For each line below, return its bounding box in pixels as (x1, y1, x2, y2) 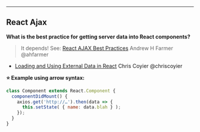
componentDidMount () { (11, 93, 68, 99)
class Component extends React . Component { (6, 88, 116, 94)
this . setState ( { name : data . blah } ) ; (21, 104, 121, 110)
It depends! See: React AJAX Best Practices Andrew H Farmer (20, 44, 174, 51)
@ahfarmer (20, 51, 49, 58)
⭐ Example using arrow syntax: (6, 74, 85, 81)
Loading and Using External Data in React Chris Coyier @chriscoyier (14, 62, 183, 69)
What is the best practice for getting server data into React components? (6, 33, 190, 40)
